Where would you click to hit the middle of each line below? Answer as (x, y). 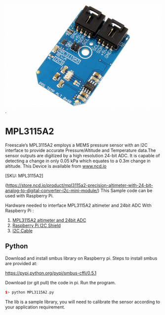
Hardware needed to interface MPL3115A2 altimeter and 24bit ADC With (78, 205)
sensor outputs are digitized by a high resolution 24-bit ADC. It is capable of (83, 155)
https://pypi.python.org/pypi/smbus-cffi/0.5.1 (51, 273)
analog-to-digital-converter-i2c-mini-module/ (52, 190)
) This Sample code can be (125, 190)
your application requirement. (35, 307)
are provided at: (21, 263)
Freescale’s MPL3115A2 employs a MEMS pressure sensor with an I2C (76, 145)
